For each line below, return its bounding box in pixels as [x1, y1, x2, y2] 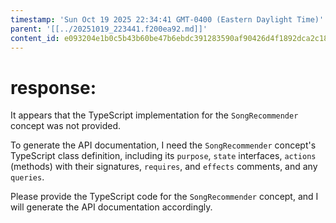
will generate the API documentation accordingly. [10, 201, 213, 213]
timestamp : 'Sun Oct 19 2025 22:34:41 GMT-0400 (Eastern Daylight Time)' [10, 14, 325, 25]
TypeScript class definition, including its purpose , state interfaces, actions [10, 150, 317, 162]
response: [10, 76, 97, 99]
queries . [10, 171, 45, 183]
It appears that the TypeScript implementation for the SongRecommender [10, 109, 299, 121]
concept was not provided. [10, 120, 122, 132]
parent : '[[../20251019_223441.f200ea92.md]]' [10, 24, 208, 34]
